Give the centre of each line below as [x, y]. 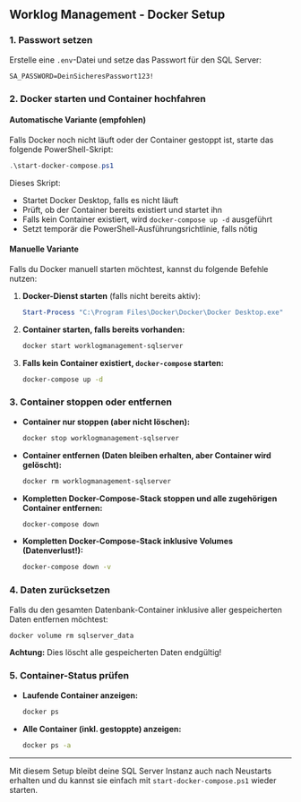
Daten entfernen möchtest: [59, 619]
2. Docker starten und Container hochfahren [107, 98]
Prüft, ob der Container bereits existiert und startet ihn [122, 209]
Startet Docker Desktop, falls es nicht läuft [100, 200]
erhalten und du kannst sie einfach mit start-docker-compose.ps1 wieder [143, 780]
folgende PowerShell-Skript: [61, 149]
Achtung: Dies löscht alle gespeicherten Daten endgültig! [116, 653]
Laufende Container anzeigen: [80, 695]
